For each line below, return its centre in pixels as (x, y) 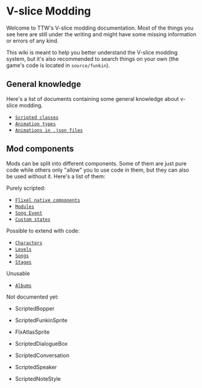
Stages (23, 262)
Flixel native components (47, 200)
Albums (23, 285)
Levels (23, 249)
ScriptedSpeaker (36, 367)
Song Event (29, 213)
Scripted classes (37, 117)
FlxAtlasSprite (32, 332)
